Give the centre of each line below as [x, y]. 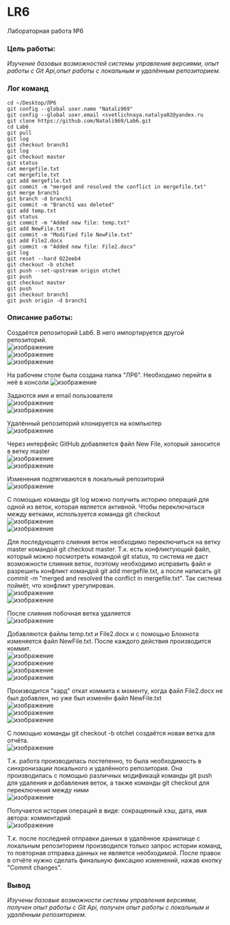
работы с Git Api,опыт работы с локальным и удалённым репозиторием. [114, 71]
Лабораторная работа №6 [46, 31]
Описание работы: [40, 318]
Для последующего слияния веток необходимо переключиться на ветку [114, 542]
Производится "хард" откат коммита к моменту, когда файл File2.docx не [115, 690]
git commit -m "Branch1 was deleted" [61, 205]
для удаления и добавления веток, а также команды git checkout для [108, 783]
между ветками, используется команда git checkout [84, 514]
